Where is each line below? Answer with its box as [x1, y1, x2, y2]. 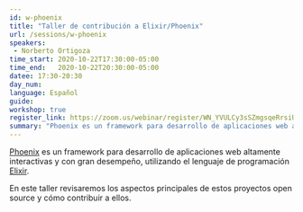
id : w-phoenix [9, 13, 63, 22]
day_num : [9, 80, 42, 89]
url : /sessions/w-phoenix [9, 30, 106, 39]
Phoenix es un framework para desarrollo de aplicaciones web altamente [9, 146, 281, 157]
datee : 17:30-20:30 [9, 72, 83, 81]
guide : [9, 96, 34, 106]
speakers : [9, 38, 47, 48]
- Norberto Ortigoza [13, 47, 91, 56]
